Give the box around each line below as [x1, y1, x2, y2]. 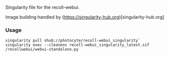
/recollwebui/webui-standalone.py [5, 47, 79, 52]
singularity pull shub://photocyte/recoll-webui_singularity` [5, 38, 140, 43]
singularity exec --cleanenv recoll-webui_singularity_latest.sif [5, 42, 150, 47]
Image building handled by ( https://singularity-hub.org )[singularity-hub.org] [5, 14, 164, 20]
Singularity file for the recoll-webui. [5, 5, 80, 10]
